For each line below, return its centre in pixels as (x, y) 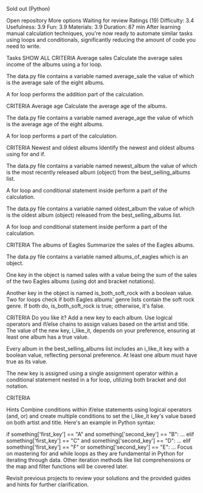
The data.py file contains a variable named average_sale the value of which (100, 76)
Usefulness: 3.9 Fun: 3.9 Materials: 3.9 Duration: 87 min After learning (93, 27)
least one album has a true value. (48, 337)
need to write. (24, 46)
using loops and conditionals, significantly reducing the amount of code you (101, 40)
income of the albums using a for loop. (55, 64)
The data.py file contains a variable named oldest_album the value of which (101, 209)
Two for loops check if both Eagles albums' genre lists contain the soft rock (101, 299)
